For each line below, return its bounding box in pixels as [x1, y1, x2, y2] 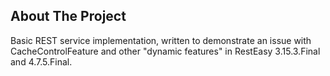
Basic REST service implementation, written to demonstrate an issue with [10, 34, 312, 46]
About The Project [10, 8, 127, 25]
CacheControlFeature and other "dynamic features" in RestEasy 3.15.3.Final [10, 45, 321, 57]
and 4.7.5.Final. [10, 55, 73, 68]
